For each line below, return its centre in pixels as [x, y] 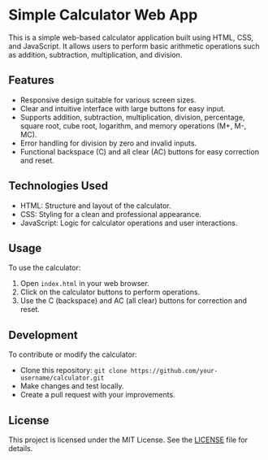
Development [43, 335]
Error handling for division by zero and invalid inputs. [108, 143]
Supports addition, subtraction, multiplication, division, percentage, [132, 117]
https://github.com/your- [174, 371]
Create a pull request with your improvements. [98, 395]
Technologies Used [58, 186]
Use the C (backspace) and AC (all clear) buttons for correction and [134, 301]
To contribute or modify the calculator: [73, 354]
